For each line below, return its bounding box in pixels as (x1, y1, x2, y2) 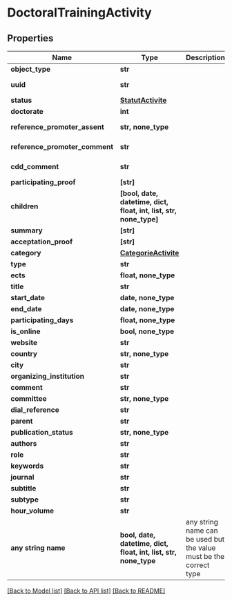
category (10, 248, 41, 257)
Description (186, 53, 226, 62)
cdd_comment (10, 162, 59, 171)
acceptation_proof (10, 237, 73, 246)
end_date (10, 304, 43, 313)
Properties (7, 32, 54, 44)
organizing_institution (10, 371, 85, 381)
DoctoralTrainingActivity (7, 5, 152, 21)
